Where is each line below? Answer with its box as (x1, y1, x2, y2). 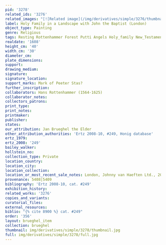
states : (5, 122, 21, 127)
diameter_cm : (5, 53, 32, 58)
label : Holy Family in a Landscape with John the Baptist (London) (5, 21, 147, 26)
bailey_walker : (5, 145, 37, 150)
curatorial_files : (5, 200, 43, 205)
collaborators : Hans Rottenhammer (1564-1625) (5, 90, 103, 95)
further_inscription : (5, 85, 50, 90)
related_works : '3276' (5, 191, 52, 196)
